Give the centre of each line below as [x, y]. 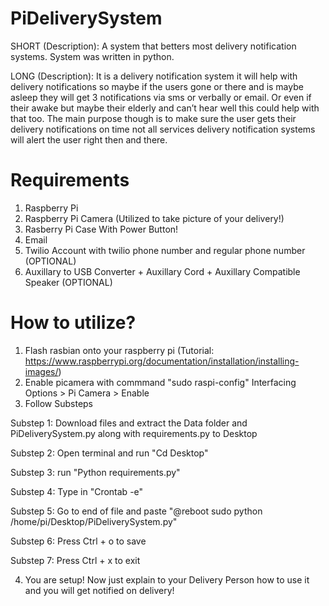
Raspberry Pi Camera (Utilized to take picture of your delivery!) [154, 218]
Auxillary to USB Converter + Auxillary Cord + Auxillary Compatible [162, 271]
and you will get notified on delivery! [99, 590]
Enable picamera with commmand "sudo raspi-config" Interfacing [160, 382]
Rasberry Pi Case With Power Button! [101, 229]
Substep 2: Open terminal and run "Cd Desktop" [109, 453]
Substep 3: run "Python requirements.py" [95, 472]
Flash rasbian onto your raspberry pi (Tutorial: [119, 350]
